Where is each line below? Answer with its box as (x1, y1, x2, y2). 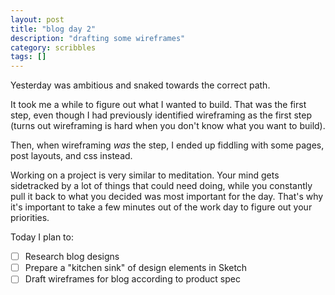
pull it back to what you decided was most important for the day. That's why (10, 191, 324, 203)
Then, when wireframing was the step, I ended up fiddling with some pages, (10, 139, 325, 151)
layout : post (10, 14, 65, 25)
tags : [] (10, 52, 47, 62)
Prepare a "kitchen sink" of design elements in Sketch (24, 262, 248, 274)
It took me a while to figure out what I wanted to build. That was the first (10, 99, 307, 111)
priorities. (10, 212, 50, 224)
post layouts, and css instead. (10, 150, 133, 162)
